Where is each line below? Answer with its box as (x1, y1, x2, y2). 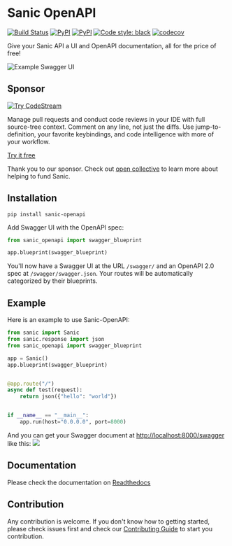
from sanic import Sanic (7, 329, 80, 337)
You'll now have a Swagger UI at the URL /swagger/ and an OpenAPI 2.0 (7, 262, 215, 270)
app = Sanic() (7, 355, 49, 362)
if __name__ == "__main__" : (7, 412, 89, 419)
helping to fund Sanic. (7, 171, 71, 180)
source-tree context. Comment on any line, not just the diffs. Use (7, 122, 194, 131)
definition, (7, 129, 36, 138)
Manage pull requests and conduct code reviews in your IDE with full (7, 115, 205, 123)
